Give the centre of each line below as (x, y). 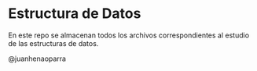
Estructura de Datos (75, 14)
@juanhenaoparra (37, 59)
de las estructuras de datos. (53, 43)
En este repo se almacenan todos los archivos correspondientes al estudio (129, 35)
